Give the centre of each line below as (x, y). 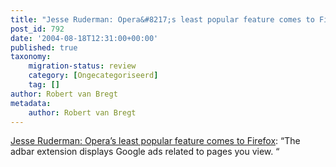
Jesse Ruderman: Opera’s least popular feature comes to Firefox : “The (155, 141)
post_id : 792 (37, 29)
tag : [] (44, 85)
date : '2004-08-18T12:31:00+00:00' (84, 38)
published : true (44, 47)
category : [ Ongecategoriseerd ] (93, 76)
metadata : (31, 103)
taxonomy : (31, 57)
